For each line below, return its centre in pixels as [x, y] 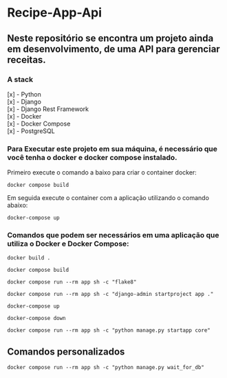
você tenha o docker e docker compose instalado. [92, 157]
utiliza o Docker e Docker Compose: [68, 244]
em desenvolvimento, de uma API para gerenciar [113, 49]
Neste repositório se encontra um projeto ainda [110, 38]
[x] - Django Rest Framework [48, 109]
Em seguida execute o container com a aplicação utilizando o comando [108, 198]
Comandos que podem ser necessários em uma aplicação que [113, 235]
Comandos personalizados [66, 351]
